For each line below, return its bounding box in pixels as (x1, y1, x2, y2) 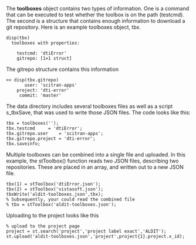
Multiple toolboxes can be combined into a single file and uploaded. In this (6, 151, 186, 158)
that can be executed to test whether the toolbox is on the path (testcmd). (6, 11, 185, 18)
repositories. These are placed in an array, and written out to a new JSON (6, 164, 184, 171)
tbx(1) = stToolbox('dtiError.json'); (6, 181, 101, 187)
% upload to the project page (6, 223, 80, 229)
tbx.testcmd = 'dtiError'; (6, 125, 83, 131)
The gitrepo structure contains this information (6, 66, 119, 73)
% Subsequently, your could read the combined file (6, 196, 135, 202)
